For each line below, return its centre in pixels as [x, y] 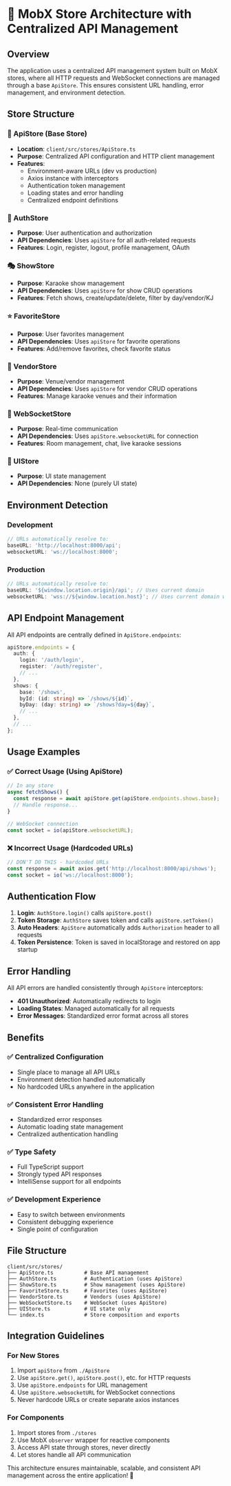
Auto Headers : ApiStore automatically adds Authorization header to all [118, 928]
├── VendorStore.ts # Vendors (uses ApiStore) [84, 1297]
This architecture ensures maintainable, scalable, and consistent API [104, 1468]
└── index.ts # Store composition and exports [93, 1315]
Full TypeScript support [50, 1167]
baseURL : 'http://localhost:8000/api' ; [64, 546]
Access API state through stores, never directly [84, 1447]
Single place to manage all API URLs [68, 1072]
